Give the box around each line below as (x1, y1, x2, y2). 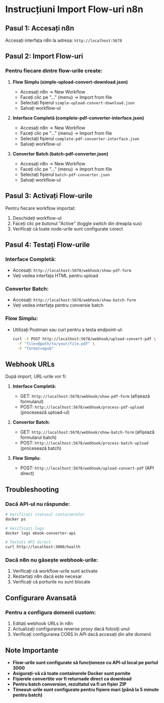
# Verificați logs (5, 525, 44, 531)
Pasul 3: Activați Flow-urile (5, 192, 93, 200)
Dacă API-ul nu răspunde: (5, 500, 70, 507)
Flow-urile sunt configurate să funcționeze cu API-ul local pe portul (12, 659, 158, 665)
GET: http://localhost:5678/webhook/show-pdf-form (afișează (20, 393, 150, 399)
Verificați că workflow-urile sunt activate (12, 568, 98, 574)
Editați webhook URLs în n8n (12, 621, 73, 627)
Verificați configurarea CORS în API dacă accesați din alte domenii (12, 631, 151, 637)
